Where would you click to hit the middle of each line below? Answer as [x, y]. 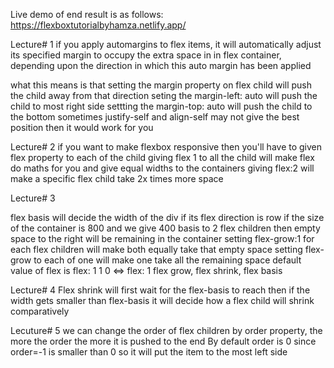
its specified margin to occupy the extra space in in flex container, [146, 55]
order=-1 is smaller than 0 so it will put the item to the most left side [149, 352]
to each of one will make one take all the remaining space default [167, 260]
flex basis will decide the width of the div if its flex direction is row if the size [167, 217]
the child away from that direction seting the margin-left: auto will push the [164, 95]
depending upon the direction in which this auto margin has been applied [161, 65]
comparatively [40, 311]
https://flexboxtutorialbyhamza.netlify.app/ [98, 25]
